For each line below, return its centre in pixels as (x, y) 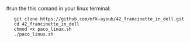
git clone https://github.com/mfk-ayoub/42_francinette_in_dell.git (99, 19)
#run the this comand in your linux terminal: (58, 8)
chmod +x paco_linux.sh (43, 29)
